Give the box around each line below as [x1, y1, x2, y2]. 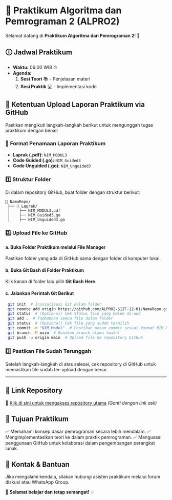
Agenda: [12, 70, 32, 76]
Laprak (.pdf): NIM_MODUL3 [12, 151, 68, 158]
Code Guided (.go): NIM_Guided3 [12, 157, 81, 163]
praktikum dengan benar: [5, 127, 59, 133]
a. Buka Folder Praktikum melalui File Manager [5, 244, 106, 250]
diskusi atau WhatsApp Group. [5, 479, 70, 485]
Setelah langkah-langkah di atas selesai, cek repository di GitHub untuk [5, 361, 156, 367]
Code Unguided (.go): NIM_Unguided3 [12, 163, 91, 169]
